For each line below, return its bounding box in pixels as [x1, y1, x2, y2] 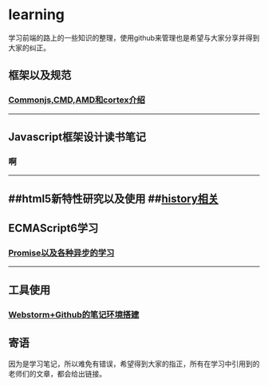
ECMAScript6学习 [8, 222, 99, 235]
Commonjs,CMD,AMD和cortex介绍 [8, 94, 146, 105]
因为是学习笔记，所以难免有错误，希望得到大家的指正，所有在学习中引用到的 [8, 359, 260, 368]
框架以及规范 [8, 69, 72, 82]
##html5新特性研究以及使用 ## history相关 [8, 191, 219, 205]
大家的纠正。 [8, 42, 50, 53]
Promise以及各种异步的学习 [8, 247, 115, 258]
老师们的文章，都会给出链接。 [8, 368, 106, 378]
